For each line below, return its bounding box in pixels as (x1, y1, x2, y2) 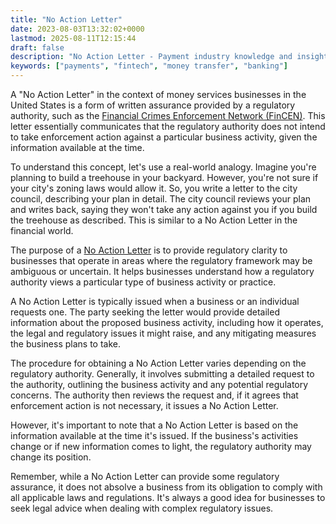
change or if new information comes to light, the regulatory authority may (10, 441, 312, 452)
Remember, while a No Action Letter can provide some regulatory (10, 471, 280, 482)
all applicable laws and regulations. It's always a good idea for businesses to (10, 492, 326, 503)
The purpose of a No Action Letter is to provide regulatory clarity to (10, 244, 288, 256)
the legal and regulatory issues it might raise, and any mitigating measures (10, 327, 317, 339)
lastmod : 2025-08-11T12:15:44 (10, 33, 137, 43)
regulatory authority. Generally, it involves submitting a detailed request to (10, 368, 315, 380)
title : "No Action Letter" (10, 14, 123, 25)
